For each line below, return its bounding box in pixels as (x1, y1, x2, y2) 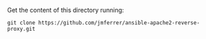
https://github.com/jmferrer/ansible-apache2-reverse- (37, 19, 200, 26)
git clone (7, 19, 36, 26)
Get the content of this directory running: (7, 6, 124, 14)
